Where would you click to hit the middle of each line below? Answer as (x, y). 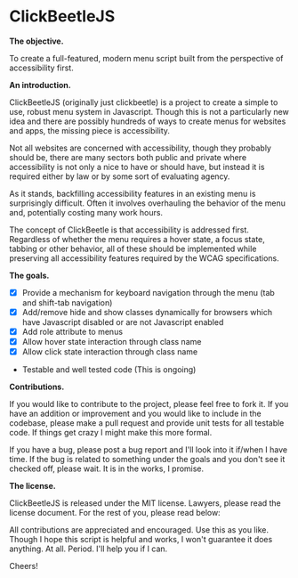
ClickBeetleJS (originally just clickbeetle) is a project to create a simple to (144, 102)
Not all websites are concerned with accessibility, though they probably (140, 148)
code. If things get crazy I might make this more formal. (111, 433)
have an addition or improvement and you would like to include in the (135, 414)
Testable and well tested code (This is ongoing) (109, 370)
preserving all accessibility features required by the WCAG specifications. (145, 258)
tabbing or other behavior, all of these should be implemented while (133, 248)
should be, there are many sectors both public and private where (128, 157)
